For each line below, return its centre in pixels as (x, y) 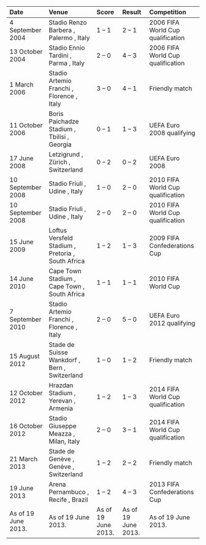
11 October (26, 125)
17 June (21, 158)
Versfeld (61, 238)
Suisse (59, 352)
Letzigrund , (66, 154)
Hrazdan (61, 385)
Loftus (58, 230)
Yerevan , (62, 400)
